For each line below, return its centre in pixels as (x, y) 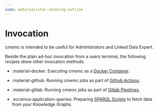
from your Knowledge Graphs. (42, 104)
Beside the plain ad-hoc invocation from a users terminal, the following (75, 56)
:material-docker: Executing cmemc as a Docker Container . (71, 71)
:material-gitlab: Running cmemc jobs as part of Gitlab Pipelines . (76, 90)
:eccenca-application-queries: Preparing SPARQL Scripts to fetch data (82, 99)
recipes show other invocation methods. (45, 62)
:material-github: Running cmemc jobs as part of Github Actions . (76, 80)
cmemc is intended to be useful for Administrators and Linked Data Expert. (79, 47)
